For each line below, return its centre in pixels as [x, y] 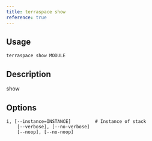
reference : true [26, 17]
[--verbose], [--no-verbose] [53, 127]
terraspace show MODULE [36, 56]
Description [29, 74]
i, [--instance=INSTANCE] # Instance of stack [76, 121]
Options [22, 108]
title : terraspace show [36, 12]
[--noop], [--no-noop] [45, 132]
